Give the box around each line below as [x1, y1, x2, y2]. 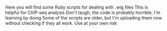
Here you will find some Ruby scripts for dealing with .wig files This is [5, 4, 148, 10]
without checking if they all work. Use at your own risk [5, 20, 117, 26]
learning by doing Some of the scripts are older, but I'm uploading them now [5, 15, 162, 20]
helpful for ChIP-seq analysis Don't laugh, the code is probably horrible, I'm [5, 9, 161, 15]
